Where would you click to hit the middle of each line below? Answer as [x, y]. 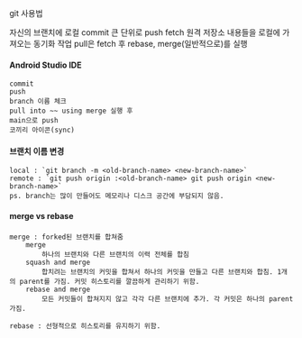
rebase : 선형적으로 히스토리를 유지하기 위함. [85, 326]
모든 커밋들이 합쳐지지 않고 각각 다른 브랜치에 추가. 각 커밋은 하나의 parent [168, 299]
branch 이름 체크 [38, 102]
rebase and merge [58, 289]
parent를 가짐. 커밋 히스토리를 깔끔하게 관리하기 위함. [110, 281]
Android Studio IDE [46, 65]
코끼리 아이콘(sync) [42, 130]
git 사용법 [26, 13]
